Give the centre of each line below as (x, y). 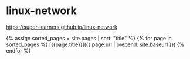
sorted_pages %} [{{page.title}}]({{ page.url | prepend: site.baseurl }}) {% (95, 44)
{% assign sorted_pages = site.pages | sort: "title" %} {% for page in (89, 38)
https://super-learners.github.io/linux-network (62, 27)
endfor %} (18, 50)
